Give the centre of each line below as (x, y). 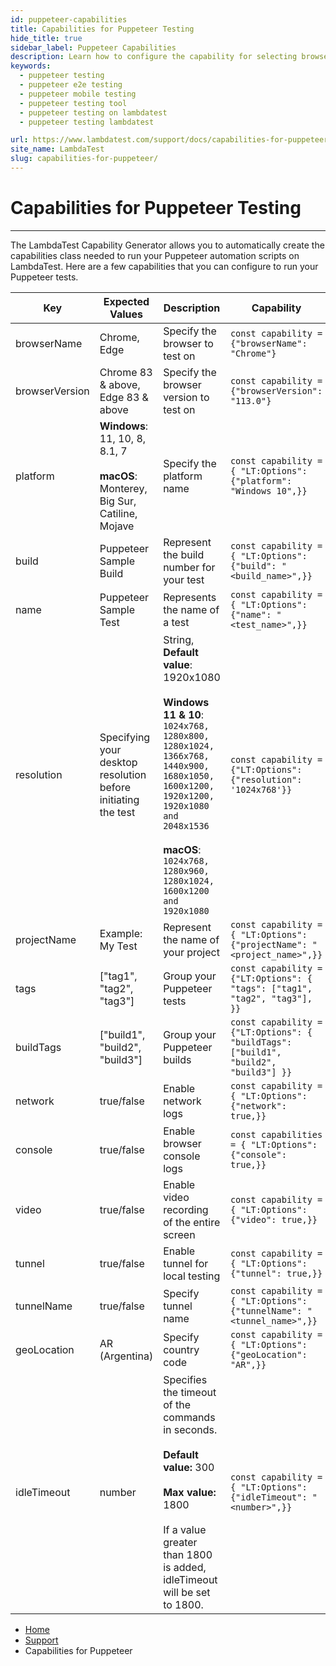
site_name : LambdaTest (57, 149)
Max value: (190, 1492)
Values (126, 314)
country (181, 1349)
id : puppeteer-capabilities (69, 19)
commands (189, 1417)
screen (179, 1234)
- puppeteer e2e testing (71, 85)
